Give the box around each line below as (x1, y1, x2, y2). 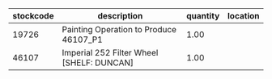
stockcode (12, 10, 54, 21)
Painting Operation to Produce (62, 24, 176, 35)
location (227, 10, 260, 21)
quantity (185, 10, 220, 21)
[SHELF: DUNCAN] (62, 57, 134, 68)
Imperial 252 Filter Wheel (62, 48, 159, 58)
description (97, 10, 143, 21)
